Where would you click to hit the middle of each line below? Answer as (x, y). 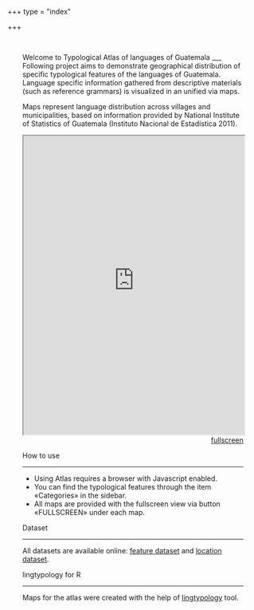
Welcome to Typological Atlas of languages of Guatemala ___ (122, 57)
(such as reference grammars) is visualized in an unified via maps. (131, 91)
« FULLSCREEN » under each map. (89, 512)
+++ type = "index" (39, 12)
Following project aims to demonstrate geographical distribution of (131, 66)
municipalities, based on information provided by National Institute (131, 115)
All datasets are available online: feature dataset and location (122, 551)
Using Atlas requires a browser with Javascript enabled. (126, 478)
